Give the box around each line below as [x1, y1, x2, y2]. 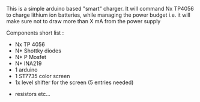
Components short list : [6, 29, 64, 36]
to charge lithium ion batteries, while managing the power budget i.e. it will [6, 11, 190, 18]
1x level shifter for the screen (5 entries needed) [14, 79, 134, 86]
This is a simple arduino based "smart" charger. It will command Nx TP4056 [6, 5, 194, 12]
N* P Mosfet [14, 54, 47, 60]
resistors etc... [14, 91, 51, 97]
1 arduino [14, 66, 38, 73]
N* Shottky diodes [14, 47, 62, 54]
